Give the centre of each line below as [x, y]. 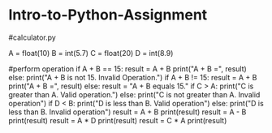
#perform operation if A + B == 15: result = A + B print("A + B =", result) [128, 69]
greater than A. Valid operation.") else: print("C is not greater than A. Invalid [134, 94]
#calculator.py [32, 37]
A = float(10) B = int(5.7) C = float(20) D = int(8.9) [91, 53]
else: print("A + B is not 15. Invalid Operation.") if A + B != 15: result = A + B [133, 77]
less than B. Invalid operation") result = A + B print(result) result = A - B [127, 112]
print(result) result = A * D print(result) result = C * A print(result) [118, 120]
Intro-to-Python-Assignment [108, 15]
